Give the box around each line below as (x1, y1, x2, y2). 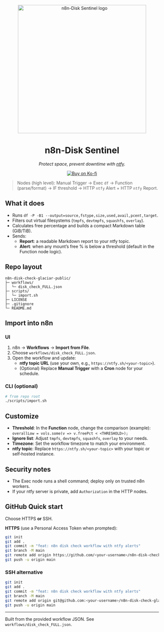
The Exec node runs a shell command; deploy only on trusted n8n (12, 478, 145, 484)
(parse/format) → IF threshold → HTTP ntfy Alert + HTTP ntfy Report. (17, 185, 158, 191)
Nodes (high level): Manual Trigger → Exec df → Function (17, 180, 133, 186)
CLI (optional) (5, 383, 38, 390)
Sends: (12, 233, 27, 239)
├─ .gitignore (5, 301, 34, 306)
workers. (12, 483, 30, 489)
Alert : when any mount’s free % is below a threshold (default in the (19, 243, 155, 249)
